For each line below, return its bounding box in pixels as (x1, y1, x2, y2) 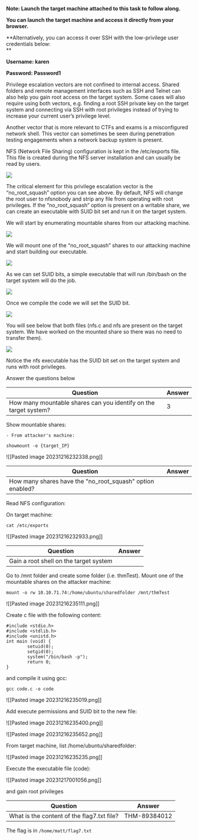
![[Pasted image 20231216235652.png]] (6, 731, 103, 737)
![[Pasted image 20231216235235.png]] (6, 754, 103, 760)
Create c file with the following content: (6, 612, 102, 619)
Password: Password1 (6, 70, 61, 76)
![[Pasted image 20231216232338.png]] (6, 453, 103, 460)
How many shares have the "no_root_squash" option (9, 478, 154, 485)
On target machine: (6, 511, 53, 518)
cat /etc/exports (6, 522, 49, 528)
